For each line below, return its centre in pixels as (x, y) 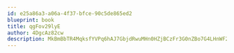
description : (26, 39)
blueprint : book (31, 20)
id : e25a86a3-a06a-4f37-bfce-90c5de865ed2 (70, 13)
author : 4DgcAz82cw (36, 33)
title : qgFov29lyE (34, 26)
